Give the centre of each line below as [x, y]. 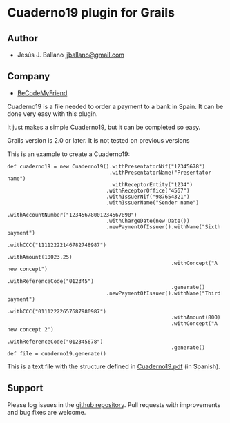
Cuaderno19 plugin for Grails [91, 13]
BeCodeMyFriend [42, 93]
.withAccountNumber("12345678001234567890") [72, 215]
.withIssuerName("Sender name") [152, 203]
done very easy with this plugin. [52, 114]
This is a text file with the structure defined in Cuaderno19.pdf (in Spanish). [114, 366]
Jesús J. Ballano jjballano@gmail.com [71, 55]
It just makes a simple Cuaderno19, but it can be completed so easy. [104, 127]
